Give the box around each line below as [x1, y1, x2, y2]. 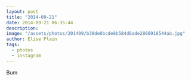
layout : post [6, 8, 39, 15]
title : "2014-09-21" [6, 14, 58, 20]
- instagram [11, 53, 42, 59]
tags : [6, 42, 20, 48]
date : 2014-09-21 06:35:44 [6, 20, 73, 25]
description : [6, 25, 39, 31]
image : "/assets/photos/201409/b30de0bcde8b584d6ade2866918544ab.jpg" [6, 31, 186, 37]
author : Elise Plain [6, 36, 58, 42]
